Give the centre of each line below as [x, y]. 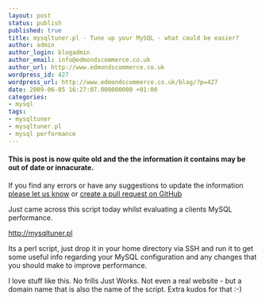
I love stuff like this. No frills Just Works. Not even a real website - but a [125, 281]
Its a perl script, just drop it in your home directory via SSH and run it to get [131, 248]
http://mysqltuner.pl [40, 233]
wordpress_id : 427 [38, 75]
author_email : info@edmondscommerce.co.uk [79, 60]
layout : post [30, 15]
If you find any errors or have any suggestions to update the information [126, 185]
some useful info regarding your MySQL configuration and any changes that [132, 257]
